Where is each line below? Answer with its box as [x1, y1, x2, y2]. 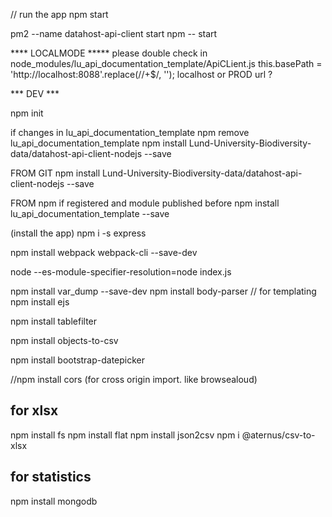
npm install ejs [10, 296, 70, 308]
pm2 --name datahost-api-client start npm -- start [10, 28, 218, 39]
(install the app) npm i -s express [10, 227, 147, 239]
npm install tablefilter [10, 315, 98, 327]
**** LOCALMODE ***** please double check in [10, 47, 208, 59]
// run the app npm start [10, 9, 109, 20]
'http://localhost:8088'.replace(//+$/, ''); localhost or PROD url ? [10, 69, 273, 80]
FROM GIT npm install [10, 167, 101, 179]
